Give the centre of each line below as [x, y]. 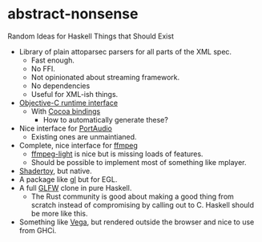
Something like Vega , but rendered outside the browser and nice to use [137, 222]
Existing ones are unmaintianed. [84, 136]
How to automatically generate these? [106, 119]
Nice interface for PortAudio [66, 128]
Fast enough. [53, 60]
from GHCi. [38, 230]
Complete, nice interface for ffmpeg [78, 145]
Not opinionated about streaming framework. [105, 77]
